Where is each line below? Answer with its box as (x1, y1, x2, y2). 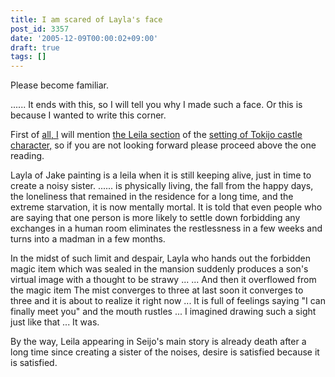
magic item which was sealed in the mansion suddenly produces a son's (10, 263, 309, 275)
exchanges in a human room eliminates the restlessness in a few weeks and (10, 222, 323, 235)
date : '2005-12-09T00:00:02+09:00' (10, 33, 159, 43)
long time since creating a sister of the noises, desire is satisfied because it (10, 346, 320, 358)
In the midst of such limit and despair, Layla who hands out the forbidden (10, 252, 311, 265)
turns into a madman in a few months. (10, 233, 166, 245)
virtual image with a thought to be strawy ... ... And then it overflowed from (10, 274, 317, 286)
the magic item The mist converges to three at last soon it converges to (10, 284, 304, 296)
